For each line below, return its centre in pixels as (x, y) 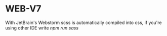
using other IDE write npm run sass (42, 27)
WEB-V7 (23, 9)
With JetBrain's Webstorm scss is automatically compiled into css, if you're (83, 22)
